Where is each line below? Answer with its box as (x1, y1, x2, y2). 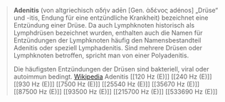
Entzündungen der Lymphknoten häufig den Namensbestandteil (13, 36, 202, 45)
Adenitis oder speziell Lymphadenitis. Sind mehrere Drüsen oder (13, 44, 202, 52)
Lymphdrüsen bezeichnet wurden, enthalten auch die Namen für (13, 28, 203, 37)
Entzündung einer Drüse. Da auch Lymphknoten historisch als (13, 21, 195, 29)
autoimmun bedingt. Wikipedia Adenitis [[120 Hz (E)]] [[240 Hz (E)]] (13, 72, 212, 81)
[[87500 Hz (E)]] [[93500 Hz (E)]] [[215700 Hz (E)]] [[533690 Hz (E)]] (13, 88, 218, 96)
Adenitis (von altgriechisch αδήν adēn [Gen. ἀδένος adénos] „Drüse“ (13, 6, 219, 14)
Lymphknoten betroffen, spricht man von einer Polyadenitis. (13, 51, 189, 59)
